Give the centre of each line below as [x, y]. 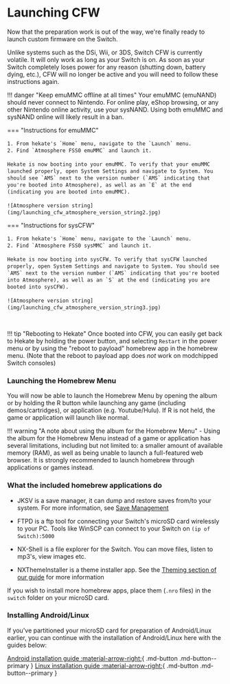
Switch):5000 [36, 536]
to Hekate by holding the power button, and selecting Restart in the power [112, 341]
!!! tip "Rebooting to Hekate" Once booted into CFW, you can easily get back [115, 333]
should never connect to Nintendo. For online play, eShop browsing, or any [113, 102]
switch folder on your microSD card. [58, 597]
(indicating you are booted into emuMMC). [69, 192]
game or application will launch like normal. [68, 418]
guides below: [27, 645]
